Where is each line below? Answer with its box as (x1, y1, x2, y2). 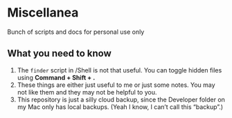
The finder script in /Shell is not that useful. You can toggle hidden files (17, 66, 222, 74)
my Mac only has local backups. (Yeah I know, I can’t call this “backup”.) (17, 102, 224, 111)
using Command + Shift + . (17, 73, 96, 81)
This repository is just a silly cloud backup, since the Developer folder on (17, 95, 225, 104)
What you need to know (7, 48, 112, 59)
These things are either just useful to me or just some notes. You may (17, 81, 216, 89)
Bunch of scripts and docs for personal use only (7, 28, 145, 36)
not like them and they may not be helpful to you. (17, 88, 157, 96)
